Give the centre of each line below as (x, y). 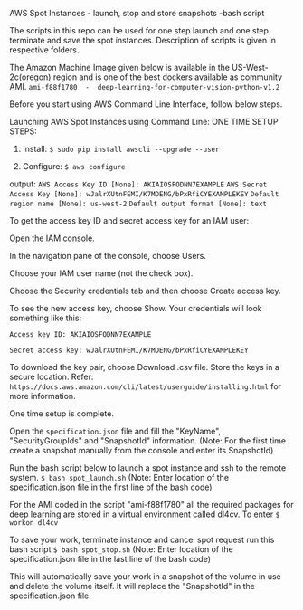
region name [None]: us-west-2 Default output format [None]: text (138, 204)
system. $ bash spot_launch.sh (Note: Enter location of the (119, 477)
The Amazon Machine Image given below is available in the (120, 67)
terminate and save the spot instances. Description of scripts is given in (142, 40)
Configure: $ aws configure (74, 166)
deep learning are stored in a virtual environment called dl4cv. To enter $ (145, 514)
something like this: (46, 318)
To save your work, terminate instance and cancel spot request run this (142, 539)
